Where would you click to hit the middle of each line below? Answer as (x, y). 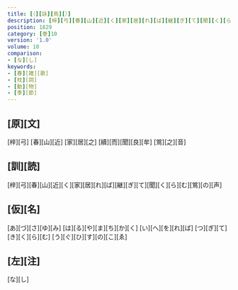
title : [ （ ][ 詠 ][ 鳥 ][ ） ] (39, 14)
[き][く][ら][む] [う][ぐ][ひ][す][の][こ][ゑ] (67, 236)
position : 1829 (30, 27)
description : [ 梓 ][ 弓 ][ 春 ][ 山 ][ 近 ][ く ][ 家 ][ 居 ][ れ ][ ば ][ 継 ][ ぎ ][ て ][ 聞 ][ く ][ (117, 21)
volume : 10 (23, 47)
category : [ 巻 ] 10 (33, 34)
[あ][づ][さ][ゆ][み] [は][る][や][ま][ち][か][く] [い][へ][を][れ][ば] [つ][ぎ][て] (118, 228)
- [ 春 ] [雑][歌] (28, 73)
